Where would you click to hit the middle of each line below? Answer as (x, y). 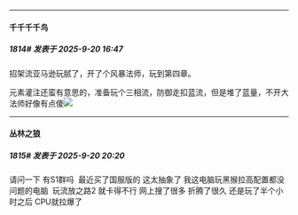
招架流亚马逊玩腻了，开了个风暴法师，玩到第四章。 (102, 73)
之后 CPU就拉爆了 (49, 202)
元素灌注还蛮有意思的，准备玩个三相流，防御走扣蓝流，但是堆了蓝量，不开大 (149, 92)
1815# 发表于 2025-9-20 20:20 (67, 155)
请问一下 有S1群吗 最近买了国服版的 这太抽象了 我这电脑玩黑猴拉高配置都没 (147, 179)
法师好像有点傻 (36, 103)
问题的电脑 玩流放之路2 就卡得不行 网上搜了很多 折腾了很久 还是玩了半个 (143, 191)
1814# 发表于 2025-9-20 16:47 (67, 49)
